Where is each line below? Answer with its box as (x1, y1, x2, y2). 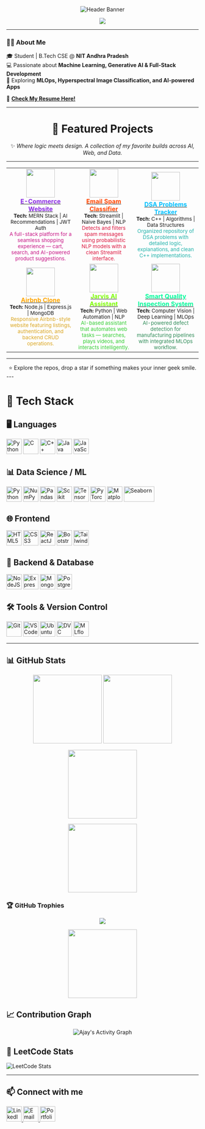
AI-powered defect (142, 320, 189, 326)
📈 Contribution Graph (6, 1009, 92, 1020)
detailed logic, (148, 240, 183, 247)
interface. (92, 255, 115, 262)
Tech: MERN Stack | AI (13, 212, 68, 220)
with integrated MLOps (138, 338, 193, 345)
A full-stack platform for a (9, 231, 72, 238)
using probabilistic (81, 237, 126, 244)
